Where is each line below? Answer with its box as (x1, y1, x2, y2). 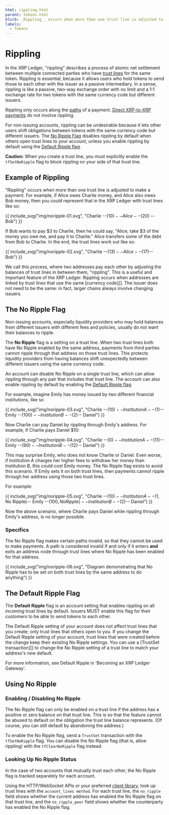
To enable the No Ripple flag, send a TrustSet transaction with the (5, 732, 143, 739)
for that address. (5, 554, 40, 560)
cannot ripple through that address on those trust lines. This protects (5, 350, 148, 356)
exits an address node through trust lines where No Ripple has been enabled (5, 548, 164, 554)
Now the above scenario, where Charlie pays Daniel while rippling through (5, 508, 160, 514)
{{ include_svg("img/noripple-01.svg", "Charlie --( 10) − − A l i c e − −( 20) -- (5, 213, 155, 219)
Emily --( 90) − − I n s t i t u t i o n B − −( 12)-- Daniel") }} (5, 442, 105, 448)
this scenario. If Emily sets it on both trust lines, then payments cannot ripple (5, 468, 164, 474)
